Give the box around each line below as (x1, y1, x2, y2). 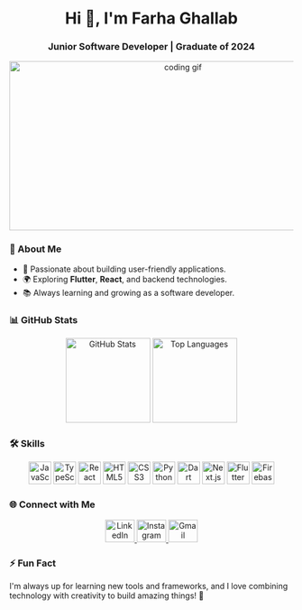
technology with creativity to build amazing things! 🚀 (9, 590, 205, 601)
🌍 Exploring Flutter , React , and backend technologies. (22, 273, 227, 284)
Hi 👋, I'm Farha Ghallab (64, 8, 239, 29)
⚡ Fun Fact (9, 557, 57, 569)
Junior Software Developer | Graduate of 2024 (48, 41, 255, 53)
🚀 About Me (9, 243, 62, 255)
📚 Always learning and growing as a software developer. (22, 287, 235, 298)
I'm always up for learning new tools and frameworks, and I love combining (9, 580, 288, 591)
